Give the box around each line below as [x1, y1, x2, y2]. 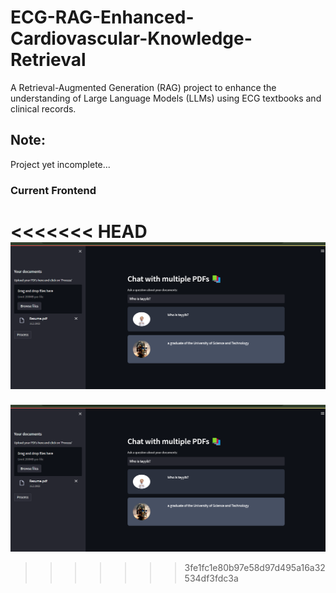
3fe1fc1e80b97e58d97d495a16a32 [184, 562, 326, 574]
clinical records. [10, 102, 77, 115]
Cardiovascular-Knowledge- [10, 27, 253, 50]
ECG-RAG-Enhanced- [10, 6, 195, 29]
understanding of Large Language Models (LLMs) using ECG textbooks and [10, 92, 322, 104]
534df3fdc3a [184, 572, 239, 585]
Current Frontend [10, 183, 97, 197]
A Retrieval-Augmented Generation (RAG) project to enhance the [10, 81, 277, 93]
